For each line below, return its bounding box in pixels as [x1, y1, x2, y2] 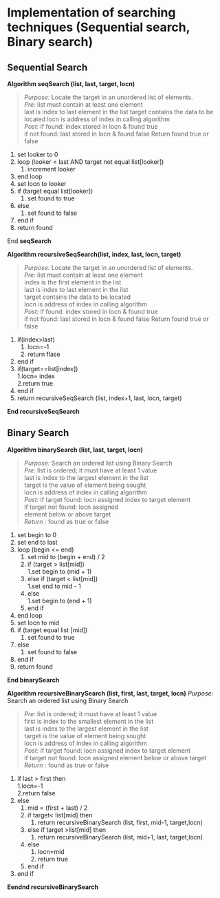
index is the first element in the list [23, 278, 122, 286]
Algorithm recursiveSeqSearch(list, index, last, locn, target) [7, 250, 181, 258]
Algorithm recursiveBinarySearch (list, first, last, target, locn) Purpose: [7, 689, 214, 697]
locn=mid [37, 847, 65, 855]
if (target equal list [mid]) [16, 625, 88, 634]
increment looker [27, 165, 76, 173]
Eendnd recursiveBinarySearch [7, 883, 99, 891]
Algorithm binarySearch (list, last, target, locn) [7, 446, 143, 454]
